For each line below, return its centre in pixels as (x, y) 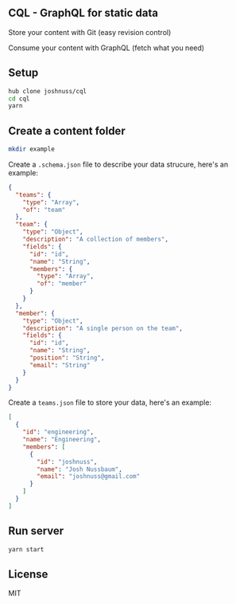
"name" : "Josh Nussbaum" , (80, 469)
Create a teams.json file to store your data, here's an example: (110, 402)
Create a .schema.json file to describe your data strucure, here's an (118, 164)
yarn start (26, 549)
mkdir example (32, 149)
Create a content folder (67, 131)
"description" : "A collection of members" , (96, 239)
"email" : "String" (60, 365)
